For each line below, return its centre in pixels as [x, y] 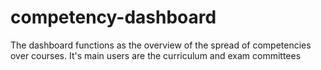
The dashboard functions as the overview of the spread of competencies [161, 45]
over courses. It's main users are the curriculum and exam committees [156, 55]
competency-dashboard [113, 17]
